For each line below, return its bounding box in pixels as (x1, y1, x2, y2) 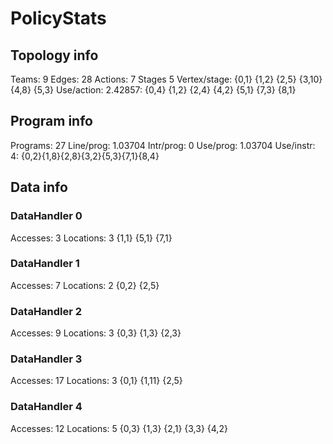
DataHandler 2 (10, 304, 83, 318)
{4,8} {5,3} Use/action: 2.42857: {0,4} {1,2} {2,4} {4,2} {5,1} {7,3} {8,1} (10, 84, 297, 96)
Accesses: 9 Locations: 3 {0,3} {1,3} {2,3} (10, 327, 182, 339)
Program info (10, 113, 93, 130)
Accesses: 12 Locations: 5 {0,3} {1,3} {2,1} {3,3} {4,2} (10, 422, 228, 434)
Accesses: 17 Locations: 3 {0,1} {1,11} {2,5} (10, 375, 183, 387)
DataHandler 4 (10, 400, 83, 414)
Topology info (10, 47, 99, 64)
